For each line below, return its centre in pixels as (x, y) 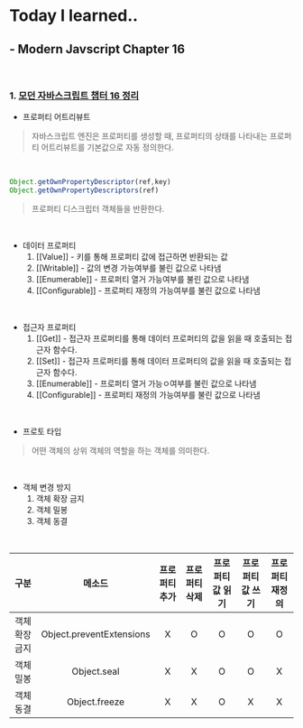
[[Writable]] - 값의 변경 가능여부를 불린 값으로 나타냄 (129, 268)
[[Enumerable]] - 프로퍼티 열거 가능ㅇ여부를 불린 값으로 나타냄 (146, 383)
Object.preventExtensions (96, 634)
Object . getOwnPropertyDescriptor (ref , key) (90, 182)
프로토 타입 (42, 432)
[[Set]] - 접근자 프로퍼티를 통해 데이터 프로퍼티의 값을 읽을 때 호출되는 (159, 361)
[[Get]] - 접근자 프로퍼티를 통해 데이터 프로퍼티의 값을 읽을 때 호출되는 (159, 338)
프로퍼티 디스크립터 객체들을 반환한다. (98, 209)
